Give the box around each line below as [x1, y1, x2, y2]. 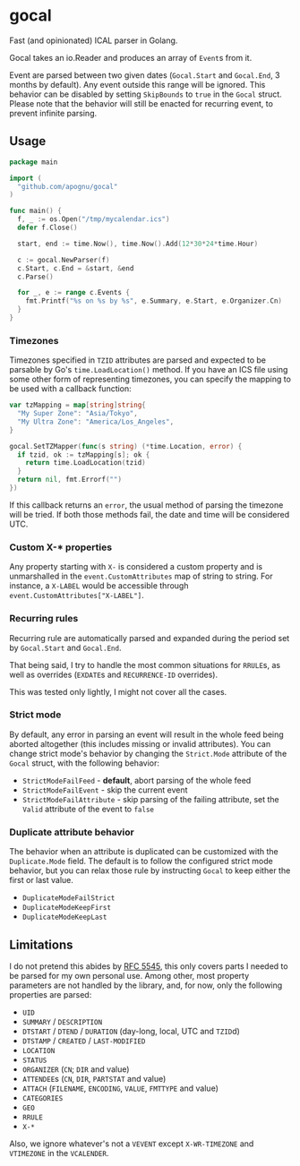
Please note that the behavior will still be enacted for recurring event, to [9, 98, 273, 108]
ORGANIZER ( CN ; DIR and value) [21, 1063, 130, 1075]
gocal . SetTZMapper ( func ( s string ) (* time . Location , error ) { [9, 442, 243, 450]
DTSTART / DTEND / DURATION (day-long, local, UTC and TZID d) [21, 1025, 240, 1036]
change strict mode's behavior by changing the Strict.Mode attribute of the [9, 748, 287, 759]
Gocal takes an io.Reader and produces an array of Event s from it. [9, 52, 253, 63]
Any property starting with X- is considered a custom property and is [9, 562, 262, 572]
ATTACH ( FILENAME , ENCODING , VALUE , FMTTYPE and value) [21, 1083, 219, 1093]
